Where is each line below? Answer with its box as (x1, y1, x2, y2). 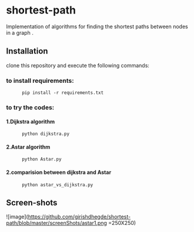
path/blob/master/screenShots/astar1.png (6, 220, 108, 227)
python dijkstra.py (21, 131, 69, 137)
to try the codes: (6, 103, 55, 112)
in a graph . (6, 29, 34, 36)
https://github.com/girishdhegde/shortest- (28, 213, 131, 220)
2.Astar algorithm (6, 143, 51, 150)
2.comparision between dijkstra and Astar (6, 169, 112, 176)
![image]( (6, 213, 28, 220)
